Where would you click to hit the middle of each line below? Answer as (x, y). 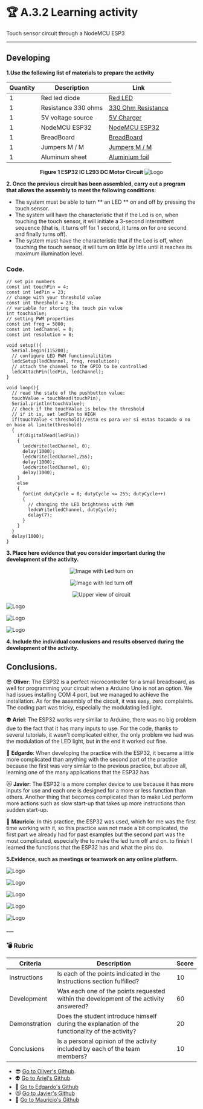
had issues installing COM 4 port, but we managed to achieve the (88, 694)
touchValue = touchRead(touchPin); (56, 398)
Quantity (22, 87)
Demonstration (30, 1024)
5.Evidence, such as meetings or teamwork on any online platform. (92, 859)
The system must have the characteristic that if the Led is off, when (99, 240)
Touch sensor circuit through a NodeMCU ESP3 (66, 33)
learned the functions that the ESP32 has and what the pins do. (85, 847)
